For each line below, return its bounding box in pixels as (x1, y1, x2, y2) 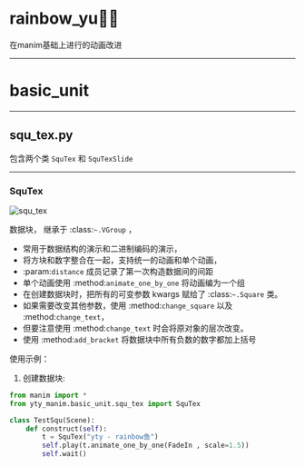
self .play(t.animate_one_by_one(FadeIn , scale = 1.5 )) (42, 441, 250, 451)
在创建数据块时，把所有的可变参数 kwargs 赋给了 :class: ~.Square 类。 (22, 288, 283, 299)
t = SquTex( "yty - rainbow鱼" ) (42, 432, 159, 441)
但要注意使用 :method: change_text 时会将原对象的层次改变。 (22, 322, 249, 333)
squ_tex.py (9, 127, 74, 144)
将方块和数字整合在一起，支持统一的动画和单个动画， (22, 254, 222, 265)
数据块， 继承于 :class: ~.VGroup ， (9, 223, 137, 234)
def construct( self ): (25, 424, 107, 433)
